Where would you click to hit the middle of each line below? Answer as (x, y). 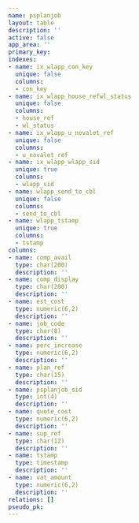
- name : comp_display (44, 280)
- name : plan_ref (37, 368)
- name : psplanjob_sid (45, 390)
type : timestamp (42, 463)
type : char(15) (40, 375)
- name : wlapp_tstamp (44, 221)
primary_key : (29, 52)
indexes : (22, 60)
